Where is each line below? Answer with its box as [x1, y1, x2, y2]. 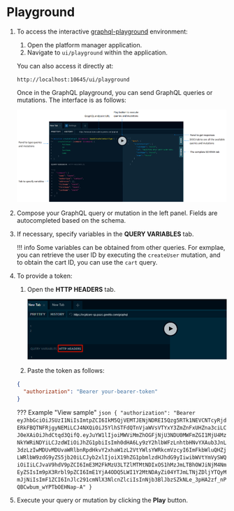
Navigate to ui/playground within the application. [27, 48, 168, 57]
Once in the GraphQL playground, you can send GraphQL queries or [16, 88, 213, 96]
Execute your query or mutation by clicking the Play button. [16, 496, 188, 504]
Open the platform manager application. [27, 40, 142, 49]
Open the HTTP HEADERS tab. [27, 285, 116, 293]
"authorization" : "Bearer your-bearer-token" [23, 388, 158, 395]
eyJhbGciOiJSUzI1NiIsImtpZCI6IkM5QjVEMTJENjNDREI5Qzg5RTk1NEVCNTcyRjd [16, 417, 227, 424]
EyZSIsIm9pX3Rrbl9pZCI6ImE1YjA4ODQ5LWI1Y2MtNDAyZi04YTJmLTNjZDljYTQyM [16, 468, 227, 475]
